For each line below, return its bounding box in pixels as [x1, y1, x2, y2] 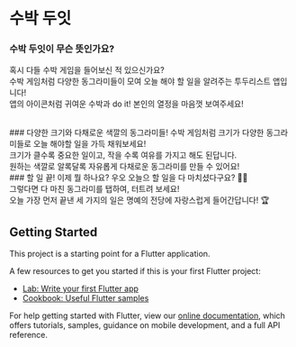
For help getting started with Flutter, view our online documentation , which [9, 310, 286, 321]
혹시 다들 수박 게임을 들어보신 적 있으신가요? [9, 65, 165, 76]
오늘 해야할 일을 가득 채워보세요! [32, 139, 147, 150]
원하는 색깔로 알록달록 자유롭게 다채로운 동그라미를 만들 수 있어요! [9, 161, 240, 172]
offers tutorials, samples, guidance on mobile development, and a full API [9, 320, 281, 331]
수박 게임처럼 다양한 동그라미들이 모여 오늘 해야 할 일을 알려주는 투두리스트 [9, 76, 272, 87]
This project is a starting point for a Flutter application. [9, 249, 211, 260]
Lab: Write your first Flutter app [22, 283, 139, 294]
